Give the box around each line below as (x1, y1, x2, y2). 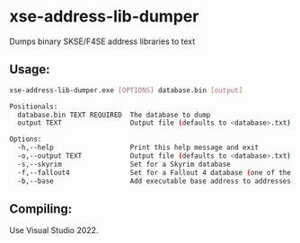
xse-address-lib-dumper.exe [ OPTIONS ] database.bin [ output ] (9, 85, 243, 95)
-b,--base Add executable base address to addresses (17, 177, 292, 186)
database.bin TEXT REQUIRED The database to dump (17, 110, 211, 119)
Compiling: (9, 201, 73, 216)
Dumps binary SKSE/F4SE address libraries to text (9, 36, 196, 47)
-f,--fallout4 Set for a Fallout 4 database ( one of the (17, 168, 292, 177)
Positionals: (9, 101, 58, 111)
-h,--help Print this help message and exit (17, 143, 259, 152)
